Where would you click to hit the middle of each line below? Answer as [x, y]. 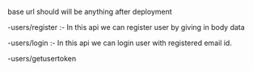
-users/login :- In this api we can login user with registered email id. [120, 43]
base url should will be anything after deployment [90, 12]
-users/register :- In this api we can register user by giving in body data [126, 27]
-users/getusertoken [42, 58]
